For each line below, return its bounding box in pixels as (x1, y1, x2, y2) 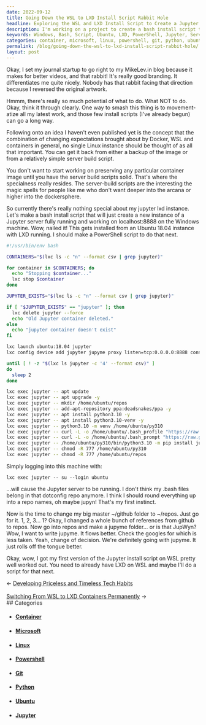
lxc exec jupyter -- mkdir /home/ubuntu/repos (6, 400, 128, 406)
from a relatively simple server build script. (6, 155, 115, 162)
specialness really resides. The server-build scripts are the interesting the (6, 179, 193, 187)
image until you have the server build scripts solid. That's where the (6, 173, 178, 180)
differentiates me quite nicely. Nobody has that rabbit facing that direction (6, 79, 193, 86)
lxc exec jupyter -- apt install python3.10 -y (6, 411, 131, 417)
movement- (166, 104, 196, 111)
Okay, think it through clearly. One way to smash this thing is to (6, 104, 166, 111)
